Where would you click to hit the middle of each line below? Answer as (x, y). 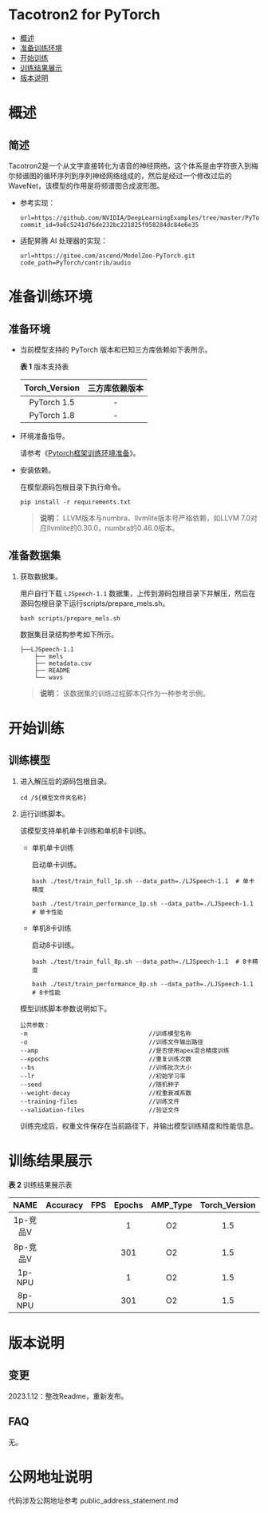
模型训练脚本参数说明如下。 (65, 1008)
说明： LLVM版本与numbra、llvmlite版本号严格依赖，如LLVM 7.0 (145, 518)
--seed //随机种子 (100, 1085)
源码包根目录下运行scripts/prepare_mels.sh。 (95, 603)
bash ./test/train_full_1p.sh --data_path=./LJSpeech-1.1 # (135, 881)
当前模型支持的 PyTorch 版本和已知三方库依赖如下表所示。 (116, 349)
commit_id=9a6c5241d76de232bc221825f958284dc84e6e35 (109, 225)
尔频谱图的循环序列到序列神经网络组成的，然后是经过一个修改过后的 (120, 175)
